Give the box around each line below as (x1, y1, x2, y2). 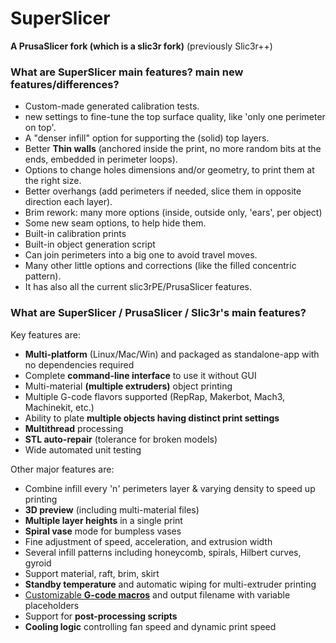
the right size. (24, 175, 82, 187)
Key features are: (10, 328, 81, 341)
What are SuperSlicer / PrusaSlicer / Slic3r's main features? (10, 306, 307, 320)
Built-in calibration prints (24, 228, 127, 240)
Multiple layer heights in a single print (24, 514, 183, 526)
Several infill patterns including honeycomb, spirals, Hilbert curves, (24, 546, 302, 558)
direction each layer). (24, 196, 113, 208)
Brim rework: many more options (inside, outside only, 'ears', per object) (24, 207, 323, 219)
